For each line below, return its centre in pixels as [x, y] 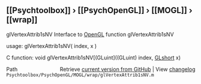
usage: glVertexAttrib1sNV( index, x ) [52, 46]
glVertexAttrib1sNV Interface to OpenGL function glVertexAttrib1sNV [90, 34]
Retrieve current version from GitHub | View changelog [127, 69]
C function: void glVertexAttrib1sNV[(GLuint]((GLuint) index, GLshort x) [94, 58]
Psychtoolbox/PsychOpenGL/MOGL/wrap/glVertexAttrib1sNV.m [80, 75]
